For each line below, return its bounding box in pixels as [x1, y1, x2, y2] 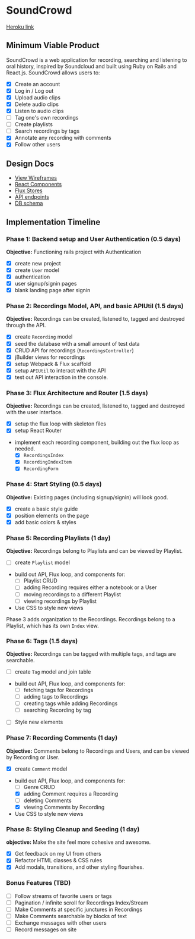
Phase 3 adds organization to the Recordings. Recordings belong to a [6, 615, 176, 622]
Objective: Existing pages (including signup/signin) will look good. [6, 493, 168, 500]
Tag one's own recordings [14, 114, 79, 121]
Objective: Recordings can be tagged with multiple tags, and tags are [6, 650, 177, 658]
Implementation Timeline [6, 217, 101, 227]
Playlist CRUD [23, 577, 57, 584]
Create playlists [14, 121, 53, 128]
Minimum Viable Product [6, 40, 100, 51]
